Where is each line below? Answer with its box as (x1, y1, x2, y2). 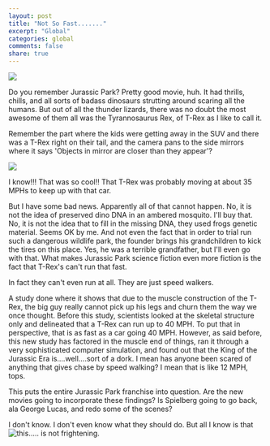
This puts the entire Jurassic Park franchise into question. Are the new (8, 387, 244, 396)
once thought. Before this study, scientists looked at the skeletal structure (8, 310, 255, 320)
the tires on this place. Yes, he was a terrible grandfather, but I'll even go (8, 245, 251, 254)
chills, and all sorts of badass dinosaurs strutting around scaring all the (8, 96, 245, 106)
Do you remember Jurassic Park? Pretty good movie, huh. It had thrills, (8, 87, 245, 97)
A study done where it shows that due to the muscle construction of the (8, 293, 248, 303)
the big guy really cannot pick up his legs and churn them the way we (24, 302, 257, 311)
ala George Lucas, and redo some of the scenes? (8, 404, 173, 414)
